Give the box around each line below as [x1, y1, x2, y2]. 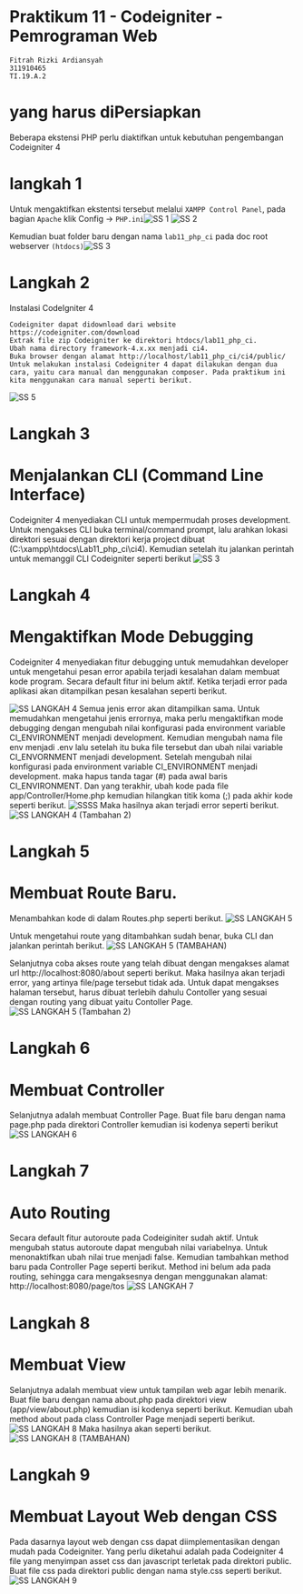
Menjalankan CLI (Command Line [9, 466, 264, 486]
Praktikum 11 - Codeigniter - [9, 6, 224, 27]
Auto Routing [9, 1202, 111, 1223]
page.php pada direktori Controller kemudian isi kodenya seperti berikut [9, 1119, 279, 1130]
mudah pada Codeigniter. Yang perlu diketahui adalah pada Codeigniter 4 [9, 1546, 284, 1557]
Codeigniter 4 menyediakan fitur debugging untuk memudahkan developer [9, 657, 288, 667]
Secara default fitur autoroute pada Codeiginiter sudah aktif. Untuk [9, 1232, 259, 1243]
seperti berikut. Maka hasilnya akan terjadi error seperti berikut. [9, 800, 279, 810]
